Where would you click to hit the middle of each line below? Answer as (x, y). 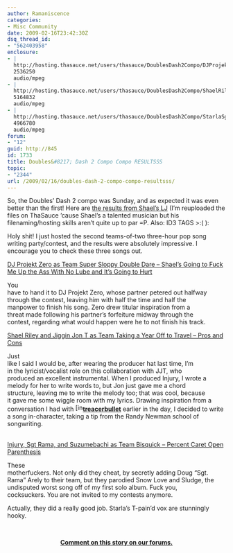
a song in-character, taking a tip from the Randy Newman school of (103, 416)
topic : (17, 168)
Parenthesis (24, 452)
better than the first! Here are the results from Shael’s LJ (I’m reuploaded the (116, 208)
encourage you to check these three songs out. (75, 251)
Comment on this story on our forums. (116, 543)
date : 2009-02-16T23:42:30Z (48, 33)
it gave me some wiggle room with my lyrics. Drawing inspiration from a (110, 401)
